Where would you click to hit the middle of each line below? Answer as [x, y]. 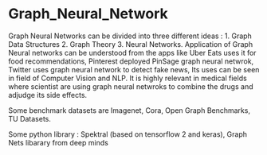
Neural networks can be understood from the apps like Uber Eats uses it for [132, 52]
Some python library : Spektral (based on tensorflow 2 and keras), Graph [128, 134]
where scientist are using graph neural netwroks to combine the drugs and [131, 86]
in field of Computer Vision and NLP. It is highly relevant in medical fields [128, 78]
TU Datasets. [30, 118]
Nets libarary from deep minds [59, 142]
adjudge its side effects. [48, 95]
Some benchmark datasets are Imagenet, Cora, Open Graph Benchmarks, [130, 110]
